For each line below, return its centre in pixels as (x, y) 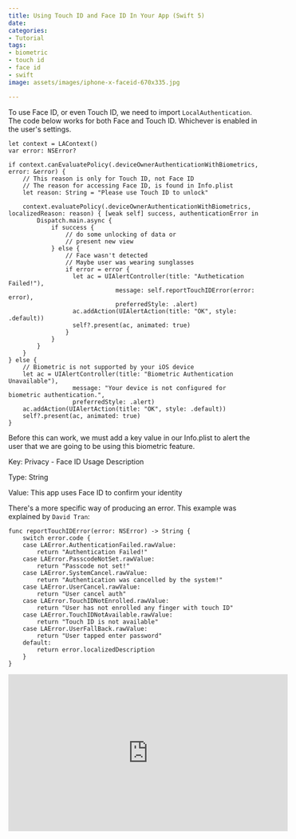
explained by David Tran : (49, 516)
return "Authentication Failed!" (93, 552)
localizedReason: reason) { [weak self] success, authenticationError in (134, 213)
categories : (28, 30)
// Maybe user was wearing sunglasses (130, 262)
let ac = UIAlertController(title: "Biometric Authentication (128, 374)
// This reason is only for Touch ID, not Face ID (109, 179)
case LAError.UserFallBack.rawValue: (85, 628)
